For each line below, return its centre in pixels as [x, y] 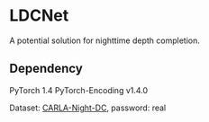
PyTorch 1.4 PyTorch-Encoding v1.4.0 [79, 90]
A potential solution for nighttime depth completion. [104, 40]
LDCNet [39, 16]
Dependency [46, 69]
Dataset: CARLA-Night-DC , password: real [88, 108]
